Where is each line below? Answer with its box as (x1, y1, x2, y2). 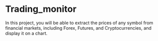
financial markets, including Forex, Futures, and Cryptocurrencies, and (5, 25, 152, 31)
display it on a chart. (5, 30, 48, 36)
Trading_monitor (5, 3, 77, 15)
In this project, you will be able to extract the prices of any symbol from (5, 20, 153, 26)
